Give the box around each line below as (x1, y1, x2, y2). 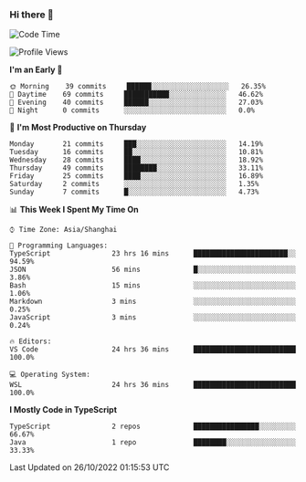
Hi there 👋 (9, 8, 55, 21)
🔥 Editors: (9, 337, 52, 346)
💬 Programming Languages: (9, 241, 108, 250)
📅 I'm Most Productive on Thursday (9, 122, 147, 133)
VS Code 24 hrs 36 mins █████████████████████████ (9, 345, 297, 354)
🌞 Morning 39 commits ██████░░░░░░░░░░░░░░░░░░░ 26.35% (9, 82, 267, 91)
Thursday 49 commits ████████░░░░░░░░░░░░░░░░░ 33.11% (9, 163, 263, 173)
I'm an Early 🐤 (9, 64, 63, 76)
